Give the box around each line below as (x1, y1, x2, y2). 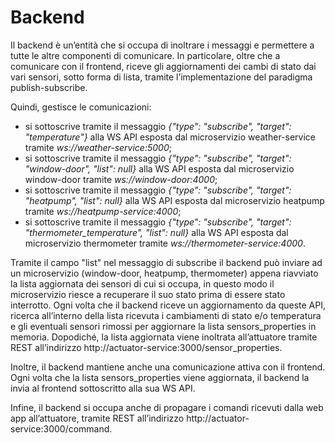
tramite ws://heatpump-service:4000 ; (24, 205, 182, 217)
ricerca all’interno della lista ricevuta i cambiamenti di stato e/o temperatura (10, 309, 322, 321)
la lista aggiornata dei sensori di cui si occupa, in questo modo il (10, 277, 275, 290)
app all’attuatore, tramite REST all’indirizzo (10, 412, 185, 424)
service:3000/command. (10, 422, 113, 435)
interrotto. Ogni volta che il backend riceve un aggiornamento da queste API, (10, 299, 326, 311)
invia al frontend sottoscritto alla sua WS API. (10, 382, 196, 394)
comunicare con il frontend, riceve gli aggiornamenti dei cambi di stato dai (10, 60, 317, 72)
